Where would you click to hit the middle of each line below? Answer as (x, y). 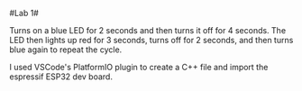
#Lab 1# (24, 13)
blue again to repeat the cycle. (66, 50)
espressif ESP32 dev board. (61, 77)
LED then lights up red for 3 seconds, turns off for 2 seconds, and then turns (151, 40)
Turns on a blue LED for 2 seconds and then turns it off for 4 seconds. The (148, 30)
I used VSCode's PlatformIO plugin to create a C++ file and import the (139, 67)
